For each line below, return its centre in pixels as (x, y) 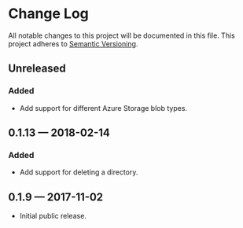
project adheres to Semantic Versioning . (73, 43)
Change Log (48, 14)
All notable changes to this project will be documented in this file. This (122, 35)
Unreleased (37, 69)
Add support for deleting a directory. (79, 172)
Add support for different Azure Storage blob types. (103, 108)
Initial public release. (53, 216)
